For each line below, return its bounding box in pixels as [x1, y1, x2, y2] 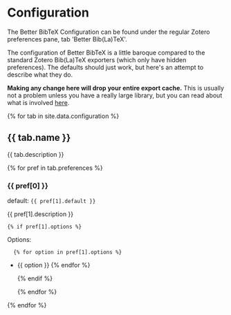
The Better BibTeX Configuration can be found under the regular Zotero [7, 28, 210, 36]
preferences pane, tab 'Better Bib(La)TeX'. [7, 35, 128, 43]
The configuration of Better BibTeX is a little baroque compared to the [7, 48, 205, 57]
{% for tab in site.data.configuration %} [7, 112, 120, 120]
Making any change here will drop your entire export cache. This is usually [7, 84, 225, 92]
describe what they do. [7, 70, 73, 79]
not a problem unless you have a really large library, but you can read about [7, 91, 223, 99]
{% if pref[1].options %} [7, 223, 82, 231]
